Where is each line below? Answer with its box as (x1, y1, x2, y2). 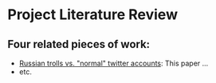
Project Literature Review (7, 6, 179, 24)
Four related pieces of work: (7, 38, 151, 51)
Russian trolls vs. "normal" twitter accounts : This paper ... (18, 58, 209, 68)
